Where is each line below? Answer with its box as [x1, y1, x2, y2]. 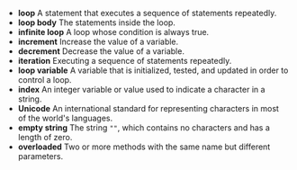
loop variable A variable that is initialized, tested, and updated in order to [17, 65, 289, 76]
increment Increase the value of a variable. [17, 36, 179, 47]
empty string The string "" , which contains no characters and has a [17, 122, 270, 133]
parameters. [17, 151, 64, 161]
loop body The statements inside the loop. [17, 17, 175, 28]
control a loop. [17, 75, 72, 85]
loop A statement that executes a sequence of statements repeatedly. [17, 8, 277, 18]
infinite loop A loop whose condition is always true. [17, 27, 210, 37]
